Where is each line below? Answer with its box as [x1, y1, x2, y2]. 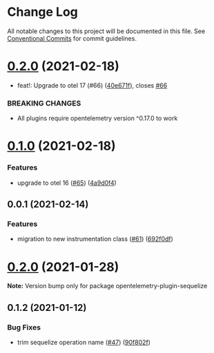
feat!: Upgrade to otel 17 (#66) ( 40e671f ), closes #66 [17, 81, 168, 90]
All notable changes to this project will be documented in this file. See [7, 27, 206, 35]
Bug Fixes [7, 322, 41, 332]
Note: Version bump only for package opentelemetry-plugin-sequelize [7, 282, 208, 290]
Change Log [7, 4, 78, 20]
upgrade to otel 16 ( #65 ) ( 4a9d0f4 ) [17, 179, 117, 187]
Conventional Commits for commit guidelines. [7, 34, 137, 42]
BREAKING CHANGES [7, 98, 81, 108]
